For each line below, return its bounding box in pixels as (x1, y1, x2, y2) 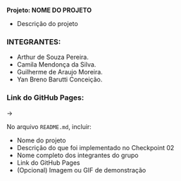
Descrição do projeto (16, 20, 78, 27)
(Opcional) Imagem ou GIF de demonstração (16, 166, 146, 174)
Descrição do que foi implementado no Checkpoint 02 (16, 143, 175, 152)
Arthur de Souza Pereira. (16, 53, 89, 62)
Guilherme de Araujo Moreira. (16, 68, 103, 76)
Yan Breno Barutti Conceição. (16, 75, 103, 83)
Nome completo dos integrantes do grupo (16, 151, 139, 159)
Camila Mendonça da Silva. (16, 60, 96, 69)
